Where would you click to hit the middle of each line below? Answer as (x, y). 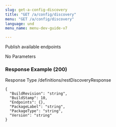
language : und (20, 24)
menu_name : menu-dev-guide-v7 (36, 28)
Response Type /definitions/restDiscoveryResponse (58, 80)
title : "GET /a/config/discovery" (41, 14)
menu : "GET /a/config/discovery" (40, 19)
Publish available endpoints (33, 47)
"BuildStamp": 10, (29, 98)
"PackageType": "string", (36, 111)
